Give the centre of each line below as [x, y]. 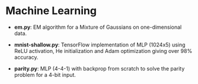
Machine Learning [51, 11]
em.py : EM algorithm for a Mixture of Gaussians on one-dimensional [98, 27]
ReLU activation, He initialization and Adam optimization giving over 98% [103, 51]
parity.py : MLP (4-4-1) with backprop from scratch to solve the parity [99, 68]
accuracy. [26, 57]
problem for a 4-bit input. [45, 75]
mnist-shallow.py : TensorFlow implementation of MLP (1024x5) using [100, 45]
